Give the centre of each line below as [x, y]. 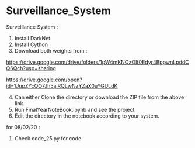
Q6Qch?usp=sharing [31, 68]
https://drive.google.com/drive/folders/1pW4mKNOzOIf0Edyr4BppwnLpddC [98, 62]
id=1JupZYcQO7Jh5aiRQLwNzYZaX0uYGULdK [62, 85]
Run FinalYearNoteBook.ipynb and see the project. [75, 109]
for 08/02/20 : [23, 127]
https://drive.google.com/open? [44, 80]
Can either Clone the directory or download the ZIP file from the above [99, 97]
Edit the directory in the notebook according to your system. [87, 116]
